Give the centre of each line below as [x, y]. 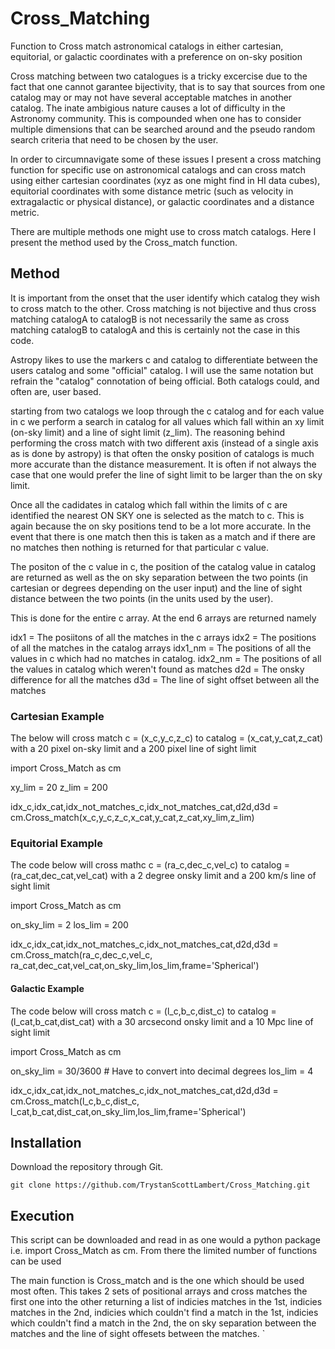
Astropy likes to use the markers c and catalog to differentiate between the [164, 359]
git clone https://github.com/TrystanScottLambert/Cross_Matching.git [160, 1185]
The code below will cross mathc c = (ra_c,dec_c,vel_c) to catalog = [150, 865]
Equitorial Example [57, 843]
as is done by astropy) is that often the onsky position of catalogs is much [162, 453]
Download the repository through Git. [87, 1167]
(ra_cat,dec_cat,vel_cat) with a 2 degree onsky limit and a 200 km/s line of [163, 876]
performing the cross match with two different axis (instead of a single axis [164, 443]
